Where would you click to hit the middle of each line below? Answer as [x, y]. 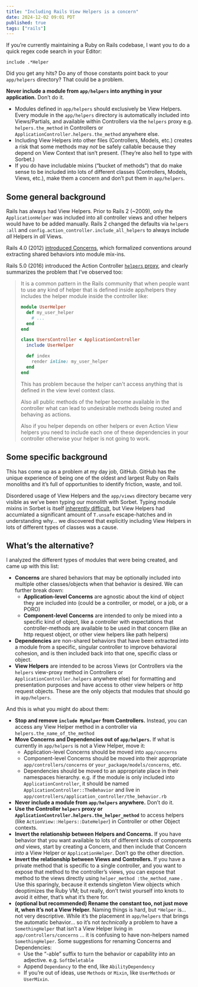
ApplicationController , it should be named [76, 783]
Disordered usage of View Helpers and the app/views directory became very [99, 496]
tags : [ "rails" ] [26, 28]
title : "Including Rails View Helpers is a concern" [72, 12]
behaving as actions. [46, 414]
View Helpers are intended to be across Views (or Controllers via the [99, 666]
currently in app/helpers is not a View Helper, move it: [80, 746]
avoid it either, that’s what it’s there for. [62, 897]
